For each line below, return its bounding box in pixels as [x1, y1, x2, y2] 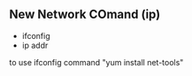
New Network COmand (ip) [9, 7, 161, 22]
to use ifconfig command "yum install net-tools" [9, 57, 184, 67]
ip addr [21, 40, 49, 50]
